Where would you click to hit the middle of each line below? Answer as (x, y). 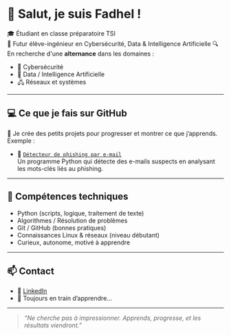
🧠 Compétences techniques (68, 197)
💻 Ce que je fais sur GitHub (67, 114)
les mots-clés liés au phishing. (60, 168)
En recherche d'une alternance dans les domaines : (81, 54)
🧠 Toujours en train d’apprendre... (64, 299)
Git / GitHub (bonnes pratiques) (62, 228)
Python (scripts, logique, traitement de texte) (80, 213)
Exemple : (21, 141)
